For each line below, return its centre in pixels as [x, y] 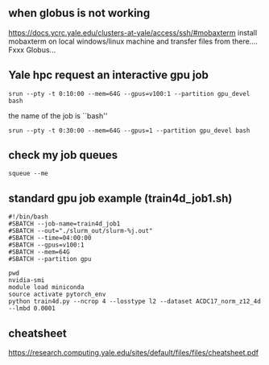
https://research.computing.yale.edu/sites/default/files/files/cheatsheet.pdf [134, 353]
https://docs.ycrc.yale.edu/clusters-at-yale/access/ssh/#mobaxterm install [133, 32]
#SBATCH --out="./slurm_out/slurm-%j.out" [81, 231]
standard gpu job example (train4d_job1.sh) [120, 198]
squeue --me [28, 174]
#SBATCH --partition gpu [50, 259]
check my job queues [63, 155]
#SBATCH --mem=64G [39, 252]
